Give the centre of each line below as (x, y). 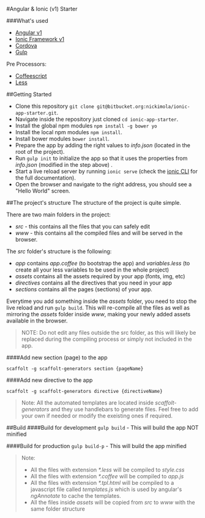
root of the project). (40, 152)
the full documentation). (46, 178)
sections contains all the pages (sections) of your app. (84, 289)
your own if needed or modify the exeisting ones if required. (97, 416)
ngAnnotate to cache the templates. (76, 496)
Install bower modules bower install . (62, 139)
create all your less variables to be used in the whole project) (92, 270)
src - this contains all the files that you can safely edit (83, 227)
